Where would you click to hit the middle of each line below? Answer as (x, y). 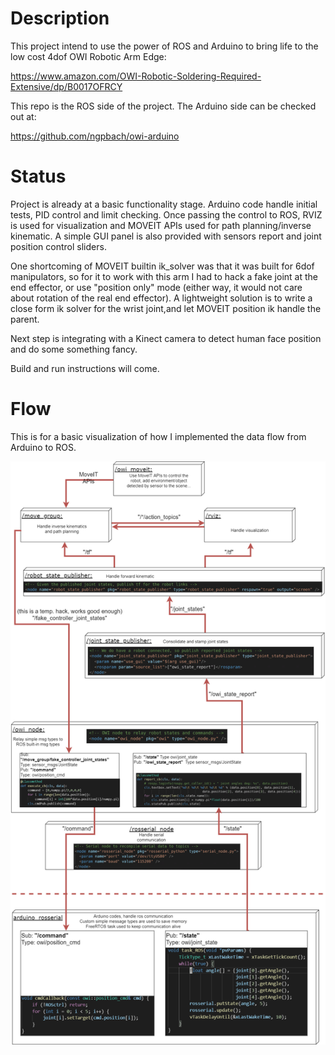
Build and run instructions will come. (85, 368)
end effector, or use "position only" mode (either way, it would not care (156, 287)
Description (60, 18)
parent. (25, 319)
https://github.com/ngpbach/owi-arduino (95, 136)
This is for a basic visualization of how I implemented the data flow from (158, 436)
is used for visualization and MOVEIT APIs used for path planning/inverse (161, 225)
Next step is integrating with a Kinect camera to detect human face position (166, 338)
